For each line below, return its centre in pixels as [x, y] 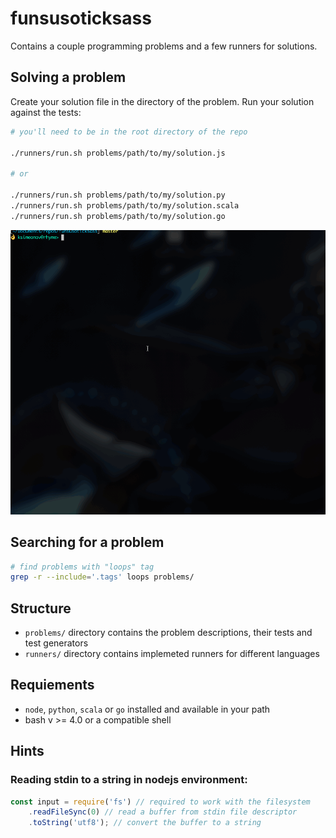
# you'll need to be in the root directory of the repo [129, 132]
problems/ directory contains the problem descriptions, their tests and [168, 633]
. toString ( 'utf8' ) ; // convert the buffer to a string [145, 823]
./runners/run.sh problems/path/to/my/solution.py [118, 195]
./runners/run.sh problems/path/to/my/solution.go [118, 216]
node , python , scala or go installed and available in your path [147, 709]
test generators [56, 643]
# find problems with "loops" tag [82, 567]
